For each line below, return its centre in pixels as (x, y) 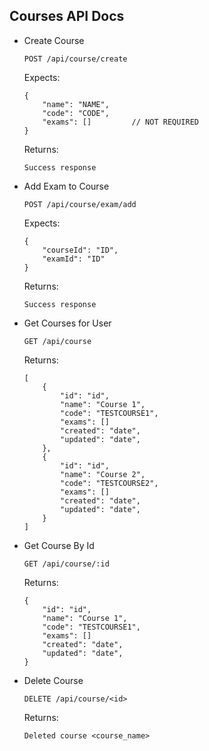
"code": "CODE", (76, 113)
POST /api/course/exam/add (80, 204)
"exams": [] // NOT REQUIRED (120, 122)
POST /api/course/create (75, 59)
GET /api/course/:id (66, 564)
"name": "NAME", (76, 104)
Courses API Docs (67, 16)
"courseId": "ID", (80, 250)
